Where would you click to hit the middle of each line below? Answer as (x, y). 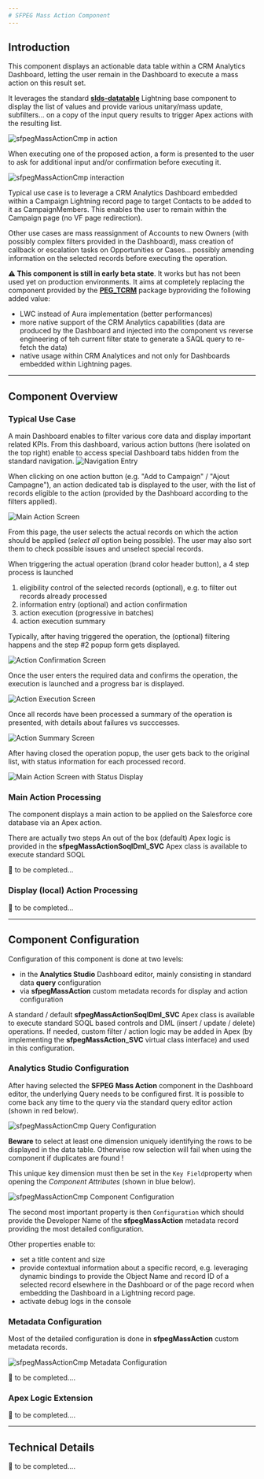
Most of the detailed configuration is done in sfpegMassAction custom (124, 1339)
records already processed (63, 596)
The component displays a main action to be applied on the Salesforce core (130, 814)
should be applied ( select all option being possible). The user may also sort (130, 541)
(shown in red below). (43, 1110)
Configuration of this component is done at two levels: (96, 959)
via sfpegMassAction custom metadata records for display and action (134, 990)
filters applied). (33, 502)
